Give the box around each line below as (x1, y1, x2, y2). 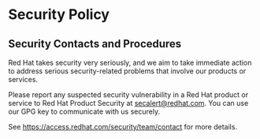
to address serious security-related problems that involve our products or (8, 66, 247, 76)
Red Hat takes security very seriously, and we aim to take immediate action (8, 58, 252, 67)
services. (8, 75, 38, 84)
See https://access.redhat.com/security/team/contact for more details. (8, 122, 238, 131)
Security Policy (8, 6, 110, 24)
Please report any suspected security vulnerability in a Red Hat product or (8, 90, 249, 100)
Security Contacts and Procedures (8, 37, 182, 51)
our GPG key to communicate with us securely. (8, 107, 160, 116)
